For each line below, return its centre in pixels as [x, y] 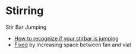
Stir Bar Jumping [26, 27]
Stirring [25, 11]
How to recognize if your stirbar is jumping [67, 38]
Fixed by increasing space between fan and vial [72, 45]
